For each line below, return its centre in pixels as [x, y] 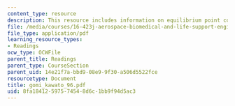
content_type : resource [42, 14]
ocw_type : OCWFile [34, 53]
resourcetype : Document [42, 78]
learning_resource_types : [45, 40]
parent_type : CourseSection [48, 66]
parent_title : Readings [42, 59]
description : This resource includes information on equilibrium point [114, 20]
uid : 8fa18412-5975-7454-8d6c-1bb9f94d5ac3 [72, 91]
